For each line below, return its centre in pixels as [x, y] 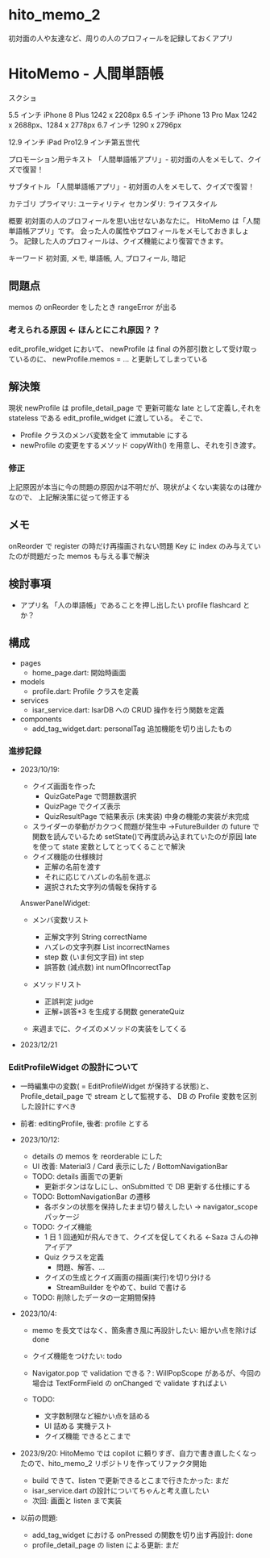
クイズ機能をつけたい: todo [77, 1356]
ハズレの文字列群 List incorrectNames [107, 946]
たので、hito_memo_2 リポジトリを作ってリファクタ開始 [113, 1464]
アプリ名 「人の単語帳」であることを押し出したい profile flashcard [131, 605]
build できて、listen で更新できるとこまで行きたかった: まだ [131, 1481]
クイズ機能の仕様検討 [67, 856]
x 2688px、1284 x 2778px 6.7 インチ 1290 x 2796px [95, 125]
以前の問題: [39, 1518]
